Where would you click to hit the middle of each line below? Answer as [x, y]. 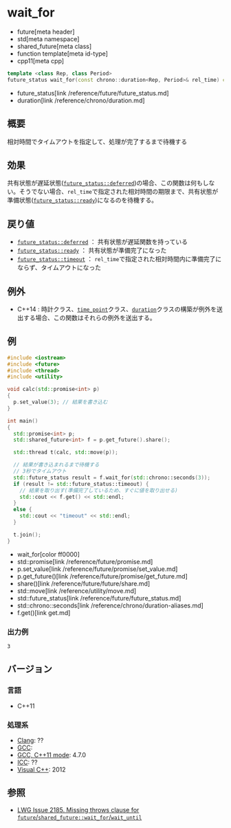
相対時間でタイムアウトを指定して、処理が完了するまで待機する [97, 142]
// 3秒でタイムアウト [40, 471]
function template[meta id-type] [63, 54]
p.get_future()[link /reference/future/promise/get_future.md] [102, 576]
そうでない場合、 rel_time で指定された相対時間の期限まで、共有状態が [119, 192]
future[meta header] [46, 32]
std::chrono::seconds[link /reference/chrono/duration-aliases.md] [110, 605]
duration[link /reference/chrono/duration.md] [81, 100]
